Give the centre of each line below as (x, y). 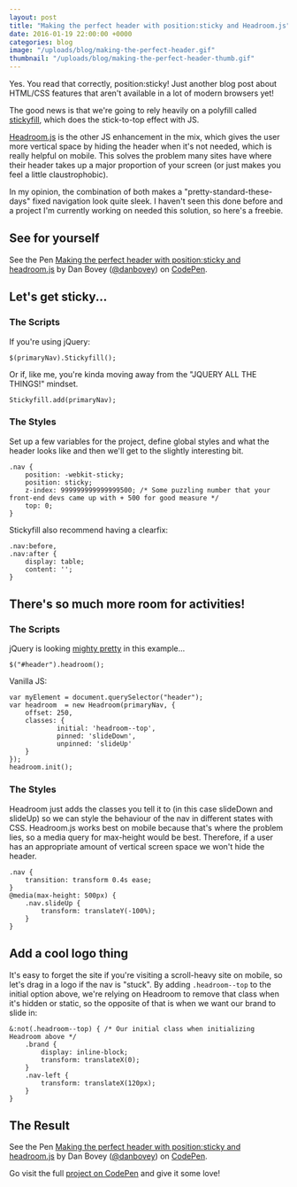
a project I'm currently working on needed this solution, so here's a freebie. (146, 210)
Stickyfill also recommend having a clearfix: (89, 530)
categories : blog (41, 42)
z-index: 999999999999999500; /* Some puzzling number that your (148, 490)
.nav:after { (33, 554)
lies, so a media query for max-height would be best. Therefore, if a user (141, 837)
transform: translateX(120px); (99, 1083)
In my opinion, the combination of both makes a (96, 192)
